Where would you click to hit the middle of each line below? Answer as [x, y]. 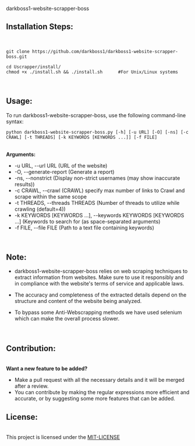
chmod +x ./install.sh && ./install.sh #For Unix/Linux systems [92, 72]
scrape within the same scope [51, 196]
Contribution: [31, 348]
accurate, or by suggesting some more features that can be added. [95, 399]
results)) [24, 184]
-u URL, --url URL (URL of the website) [61, 165]
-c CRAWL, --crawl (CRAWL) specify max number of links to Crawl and [100, 190]
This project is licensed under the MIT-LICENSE [63, 437]
